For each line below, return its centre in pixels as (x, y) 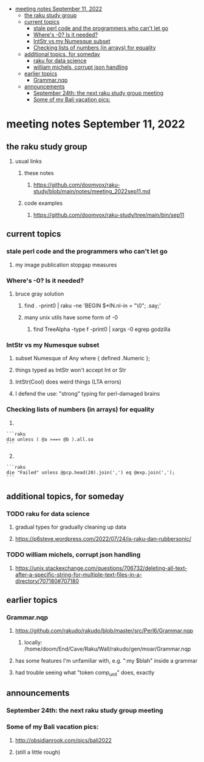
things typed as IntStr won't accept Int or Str (70, 370)
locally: (33, 643)
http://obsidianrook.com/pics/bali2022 (63, 740)
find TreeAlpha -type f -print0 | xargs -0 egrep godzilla (102, 329)
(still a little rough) (38, 752)
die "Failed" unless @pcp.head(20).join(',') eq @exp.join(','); (90, 472)
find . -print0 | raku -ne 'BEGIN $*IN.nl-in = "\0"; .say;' (92, 305)
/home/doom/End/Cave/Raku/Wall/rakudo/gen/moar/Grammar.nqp (107, 649)
